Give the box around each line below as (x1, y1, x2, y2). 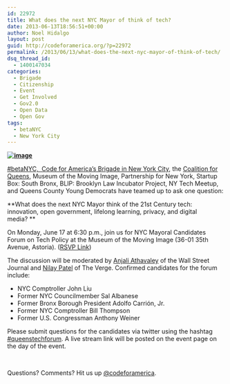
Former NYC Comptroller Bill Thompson (17, 307, 131, 315)
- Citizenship (13, 81, 54, 88)
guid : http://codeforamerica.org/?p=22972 (7, 42, 131, 49)
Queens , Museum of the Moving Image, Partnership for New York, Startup (7, 172, 218, 181)
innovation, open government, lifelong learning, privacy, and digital (7, 208, 198, 216)
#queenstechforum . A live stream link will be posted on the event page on (7, 335, 218, 343)
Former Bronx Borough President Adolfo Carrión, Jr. (17, 299, 165, 308)
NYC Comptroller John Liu (17, 284, 92, 293)
